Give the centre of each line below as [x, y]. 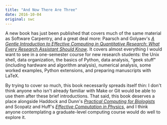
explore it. [16, 117]
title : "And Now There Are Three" [41, 10]
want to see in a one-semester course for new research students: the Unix [82, 54]
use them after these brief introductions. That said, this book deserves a [80, 96]
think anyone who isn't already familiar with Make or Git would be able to [80, 91]
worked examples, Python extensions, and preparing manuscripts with [78, 70]
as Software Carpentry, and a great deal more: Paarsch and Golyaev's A [80, 38]
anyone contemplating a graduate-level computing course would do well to [83, 112]
